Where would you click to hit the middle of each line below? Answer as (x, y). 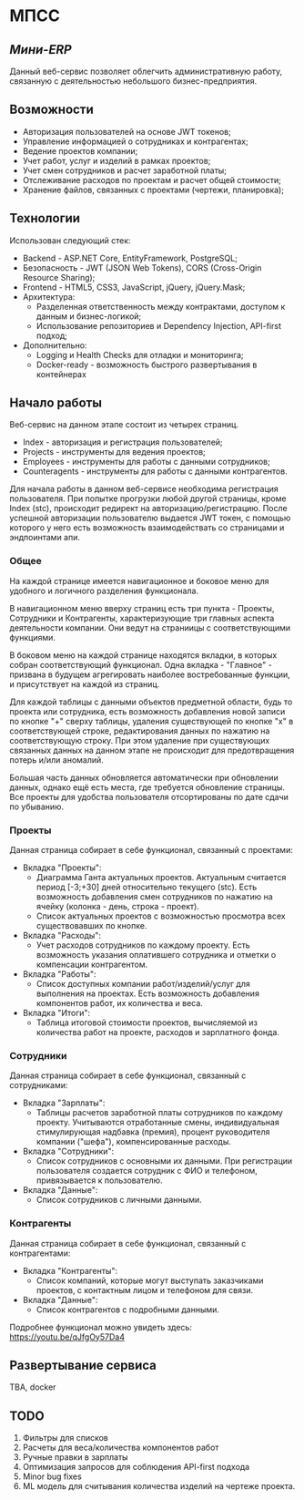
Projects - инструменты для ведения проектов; (114, 452)
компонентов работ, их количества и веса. (119, 1003)
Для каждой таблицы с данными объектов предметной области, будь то (151, 702)
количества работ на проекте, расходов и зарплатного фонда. (158, 1033)
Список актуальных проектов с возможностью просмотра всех (161, 916)
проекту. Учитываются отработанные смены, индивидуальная (157, 1123)
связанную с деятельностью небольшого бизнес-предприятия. (133, 81)
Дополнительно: (55, 345)
